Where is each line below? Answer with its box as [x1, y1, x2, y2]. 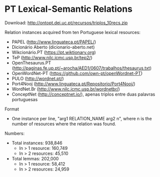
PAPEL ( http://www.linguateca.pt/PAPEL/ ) [11, 38, 96, 45]
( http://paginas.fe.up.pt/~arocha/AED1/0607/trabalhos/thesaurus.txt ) [11, 65, 152, 71]
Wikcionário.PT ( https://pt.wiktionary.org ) [11, 49, 96, 55]
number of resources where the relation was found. [11, 121, 116, 127]
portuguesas [11, 96, 38, 102]
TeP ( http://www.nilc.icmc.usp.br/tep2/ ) [11, 54, 93, 60]
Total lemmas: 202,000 [11, 155, 59, 161]
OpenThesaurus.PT [11, 60, 51, 66]
